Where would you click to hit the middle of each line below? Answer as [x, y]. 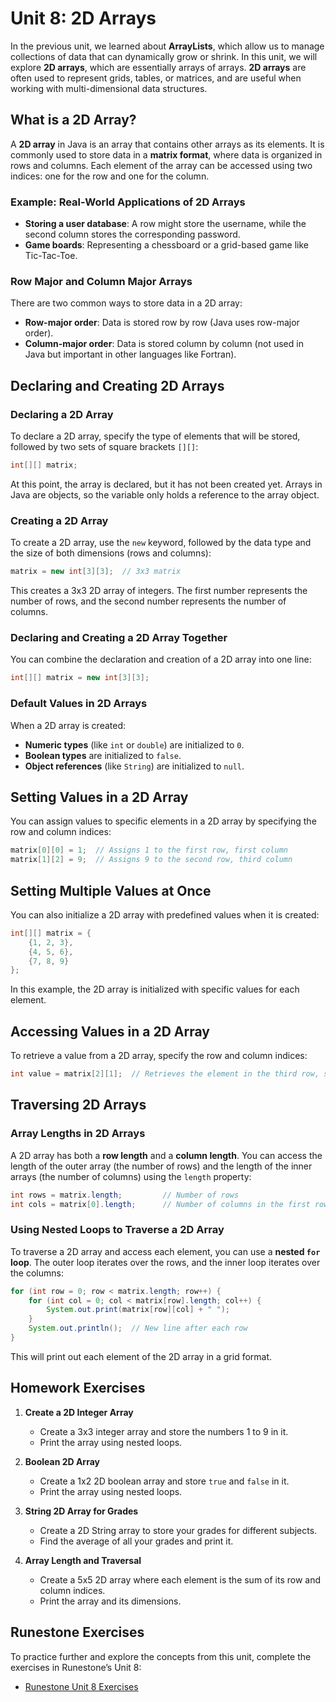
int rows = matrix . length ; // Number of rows [125, 1195]
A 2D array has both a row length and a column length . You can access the [166, 1155]
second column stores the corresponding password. [132, 234]
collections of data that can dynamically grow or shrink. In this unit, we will [164, 56]
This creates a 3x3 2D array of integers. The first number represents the [159, 591]
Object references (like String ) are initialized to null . [134, 766]
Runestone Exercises [77, 1632]
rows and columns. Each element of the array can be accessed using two [161, 165]
